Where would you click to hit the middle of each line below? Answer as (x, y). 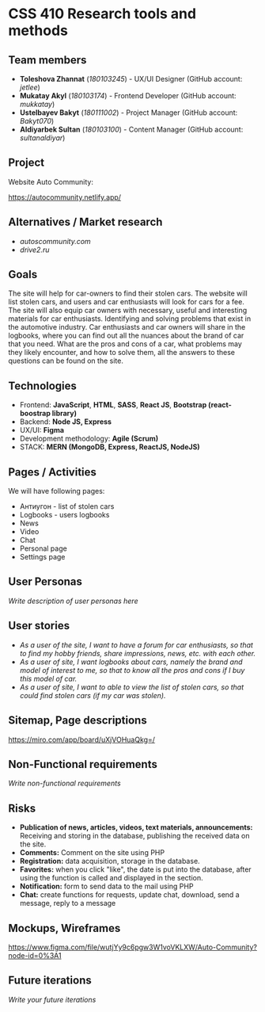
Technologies (43, 386)
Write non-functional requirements (64, 783)
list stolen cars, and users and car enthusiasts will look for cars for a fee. (127, 302)
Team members (47, 60)
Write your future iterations (52, 999)
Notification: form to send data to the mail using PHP (106, 886)
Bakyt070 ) (37, 121)
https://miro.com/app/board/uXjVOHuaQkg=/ (82, 739)
